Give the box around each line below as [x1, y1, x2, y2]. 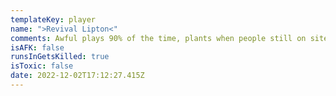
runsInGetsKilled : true [10, 52, 110, 62]
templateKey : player [10, 14, 97, 25]
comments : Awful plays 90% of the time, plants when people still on [10, 33, 307, 43]
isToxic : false [10, 61, 74, 71]
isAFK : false [10, 42, 65, 53]
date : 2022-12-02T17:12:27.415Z [10, 71, 145, 81]
